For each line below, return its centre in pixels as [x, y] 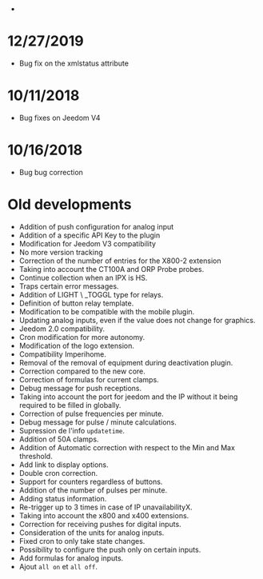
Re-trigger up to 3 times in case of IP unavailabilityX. [106, 507]
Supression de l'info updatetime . [72, 430]
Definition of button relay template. [76, 303]
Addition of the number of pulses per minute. [93, 490]
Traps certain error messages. [69, 286]
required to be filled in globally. [70, 405]
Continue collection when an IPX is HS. [83, 278]
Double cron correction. [58, 473]
